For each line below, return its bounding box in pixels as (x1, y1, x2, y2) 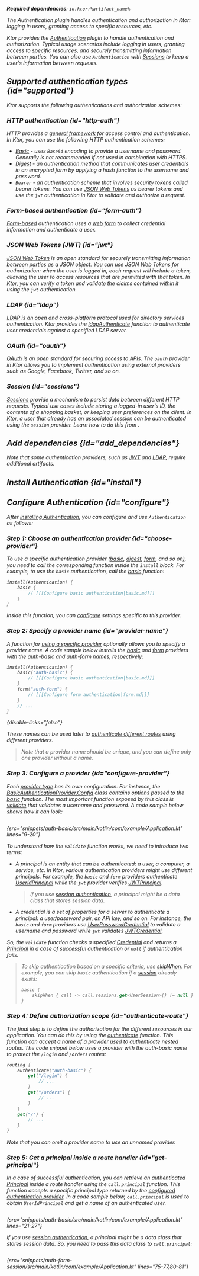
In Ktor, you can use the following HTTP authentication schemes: (6, 136, 165, 143)
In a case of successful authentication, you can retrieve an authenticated (6, 1174, 186, 1181)
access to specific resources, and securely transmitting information (6, 47, 172, 54)
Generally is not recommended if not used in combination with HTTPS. (15, 154, 188, 161)
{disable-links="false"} (6, 719, 63, 726)
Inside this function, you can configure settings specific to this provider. (6, 612, 182, 619)
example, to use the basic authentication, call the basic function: (6, 568, 165, 575)
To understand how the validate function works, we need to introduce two (6, 842, 189, 849)
